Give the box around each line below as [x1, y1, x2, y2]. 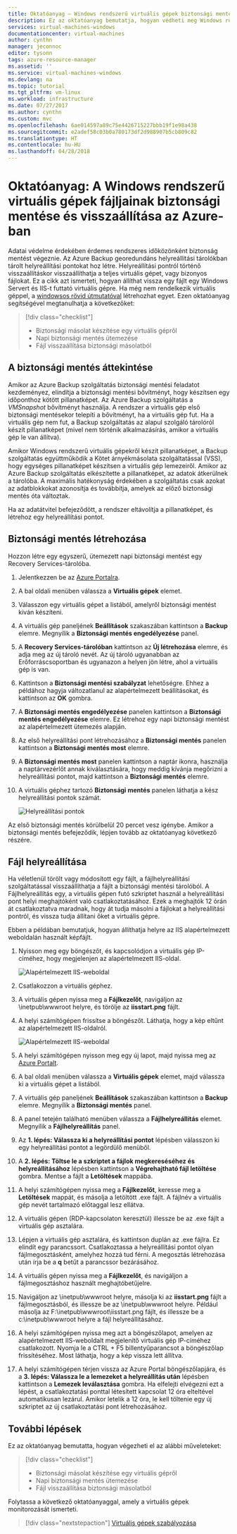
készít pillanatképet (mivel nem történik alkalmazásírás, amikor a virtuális [8, 425, 219, 434]
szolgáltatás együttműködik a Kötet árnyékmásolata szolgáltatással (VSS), [8, 454, 223, 462]
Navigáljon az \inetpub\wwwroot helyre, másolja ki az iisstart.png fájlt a [18, 1293, 227, 1301]
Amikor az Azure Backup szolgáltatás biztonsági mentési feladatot [8, 380, 200, 388]
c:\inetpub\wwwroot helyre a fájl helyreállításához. [18, 1315, 164, 1324]
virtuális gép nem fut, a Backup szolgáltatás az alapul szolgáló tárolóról [8, 417, 214, 427]
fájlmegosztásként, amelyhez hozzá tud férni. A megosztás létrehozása [18, 1251, 226, 1259]
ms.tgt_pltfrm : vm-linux [8, 89, 81, 96]
